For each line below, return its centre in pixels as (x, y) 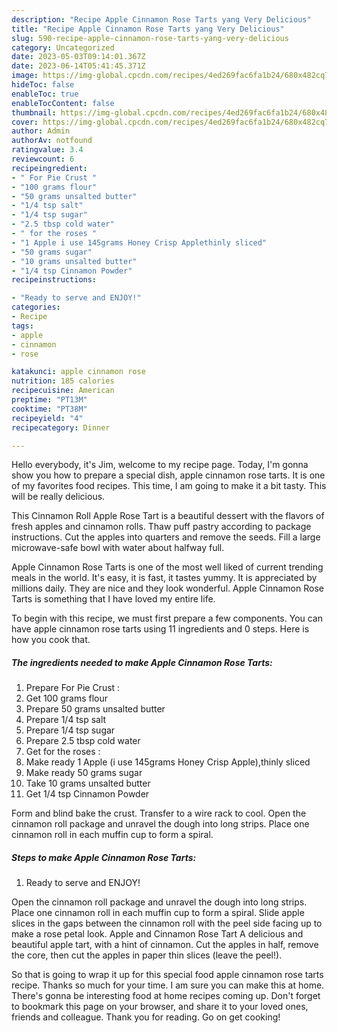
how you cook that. (51, 640)
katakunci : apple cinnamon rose (78, 372)
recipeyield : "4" (47, 418)
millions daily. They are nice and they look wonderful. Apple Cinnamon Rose (167, 588)
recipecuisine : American (63, 391)
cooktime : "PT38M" (49, 409)
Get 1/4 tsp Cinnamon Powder (87, 794)
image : (25, 76)
